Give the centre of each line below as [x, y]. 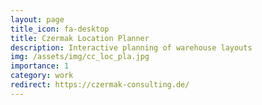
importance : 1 [40, 66]
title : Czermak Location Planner [80, 38]
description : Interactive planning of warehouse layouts [131, 47]
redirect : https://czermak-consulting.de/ [100, 85]
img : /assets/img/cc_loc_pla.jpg [80, 57]
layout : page [37, 19]
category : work [42, 76]
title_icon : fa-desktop [60, 29]
